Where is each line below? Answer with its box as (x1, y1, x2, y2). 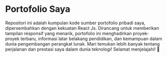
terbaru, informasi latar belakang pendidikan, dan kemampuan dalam (20, 36, 162, 42)
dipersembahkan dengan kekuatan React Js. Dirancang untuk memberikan (5, 25, 159, 31)
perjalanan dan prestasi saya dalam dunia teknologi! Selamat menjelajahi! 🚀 (5, 46, 160, 52)
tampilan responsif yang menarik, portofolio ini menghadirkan (5, 30, 132, 36)
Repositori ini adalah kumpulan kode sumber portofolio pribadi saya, (5, 20, 146, 26)
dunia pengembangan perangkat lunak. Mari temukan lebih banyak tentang (5, 41, 160, 47)
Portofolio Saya (5, 3, 70, 15)
